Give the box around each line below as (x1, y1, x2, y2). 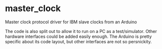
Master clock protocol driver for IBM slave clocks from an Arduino (5, 19, 137, 25)
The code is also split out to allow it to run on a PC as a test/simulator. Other (5, 28, 157, 34)
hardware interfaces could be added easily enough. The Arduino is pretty (5, 33, 152, 39)
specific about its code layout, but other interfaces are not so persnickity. (5, 38, 152, 44)
